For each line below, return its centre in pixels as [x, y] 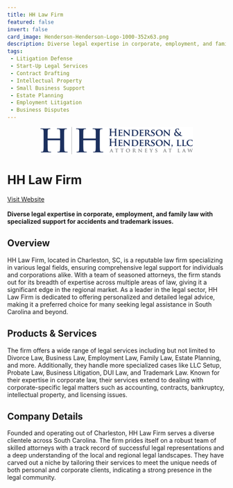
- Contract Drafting [40, 73]
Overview [29, 243]
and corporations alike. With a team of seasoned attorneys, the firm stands [114, 275]
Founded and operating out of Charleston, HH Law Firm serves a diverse [111, 433]
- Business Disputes [40, 110]
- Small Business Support [48, 88]
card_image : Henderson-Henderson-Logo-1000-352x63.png [88, 37]
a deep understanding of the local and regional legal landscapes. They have [115, 455]
